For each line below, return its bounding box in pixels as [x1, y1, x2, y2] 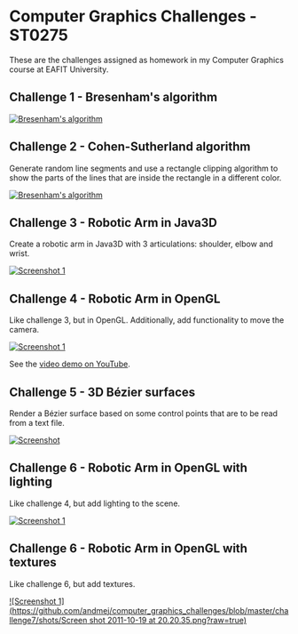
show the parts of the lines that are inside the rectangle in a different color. [9, 172, 282, 183]
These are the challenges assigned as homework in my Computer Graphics [9, 54, 284, 65]
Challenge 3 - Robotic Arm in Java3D [9, 215, 217, 230]
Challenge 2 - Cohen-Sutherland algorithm [9, 140, 251, 155]
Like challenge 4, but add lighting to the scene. [9, 498, 180, 509]
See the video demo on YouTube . [9, 358, 130, 370]
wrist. [9, 248, 30, 259]
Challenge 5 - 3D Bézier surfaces [9, 384, 196, 399]
